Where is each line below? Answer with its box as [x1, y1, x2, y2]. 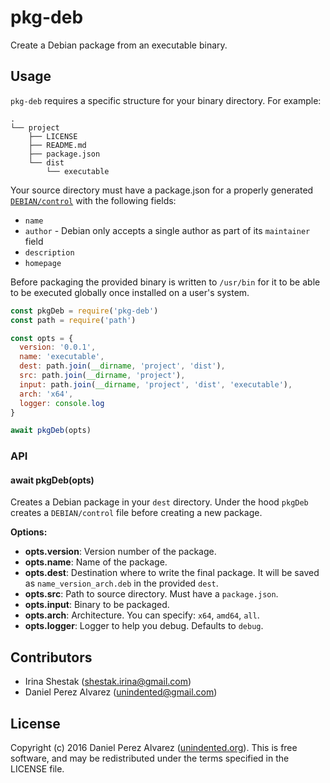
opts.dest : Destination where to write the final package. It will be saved [24, 567, 320, 579]
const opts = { [10, 333, 74, 343]
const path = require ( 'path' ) [10, 315, 137, 325]
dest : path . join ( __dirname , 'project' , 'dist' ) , [19, 361, 226, 371]
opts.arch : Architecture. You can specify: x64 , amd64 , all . [24, 609, 260, 621]
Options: [10, 526, 48, 538]
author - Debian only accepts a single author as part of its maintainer [24, 224, 311, 236]
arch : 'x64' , [19, 389, 74, 399]
